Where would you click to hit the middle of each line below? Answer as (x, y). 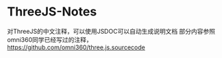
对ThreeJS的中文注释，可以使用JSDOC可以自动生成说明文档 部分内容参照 (111, 31)
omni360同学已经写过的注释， (50, 39)
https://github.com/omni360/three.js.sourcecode (76, 47)
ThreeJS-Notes (52, 12)
